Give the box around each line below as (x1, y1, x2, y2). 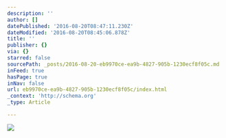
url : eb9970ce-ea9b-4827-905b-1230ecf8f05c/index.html (7, 86, 168, 93)
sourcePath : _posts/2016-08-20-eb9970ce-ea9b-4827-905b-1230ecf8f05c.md (7, 61, 220, 68)
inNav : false (7, 80, 45, 87)
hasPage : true (7, 73, 48, 81)
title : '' (7, 36, 36, 42)
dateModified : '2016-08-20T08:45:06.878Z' (7, 29, 131, 36)
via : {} (7, 49, 30, 55)
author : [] (7, 16, 38, 23)
